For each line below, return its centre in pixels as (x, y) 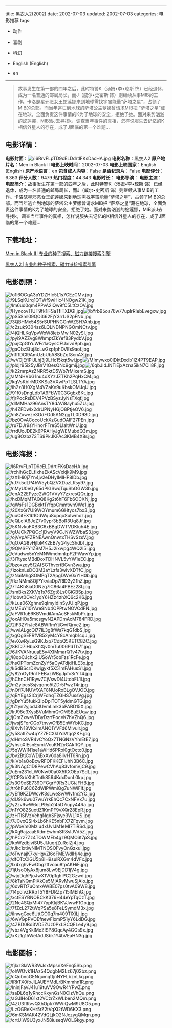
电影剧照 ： (22, 282)
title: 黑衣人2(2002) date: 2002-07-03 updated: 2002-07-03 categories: (81, 14)
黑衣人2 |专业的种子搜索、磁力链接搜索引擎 (51, 264)
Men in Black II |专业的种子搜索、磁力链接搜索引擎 (58, 253)
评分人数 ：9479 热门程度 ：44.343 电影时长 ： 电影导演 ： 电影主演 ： (90, 177)
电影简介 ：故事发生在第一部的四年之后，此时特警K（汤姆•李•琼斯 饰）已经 (84, 184)
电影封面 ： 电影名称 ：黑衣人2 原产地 (85, 158)
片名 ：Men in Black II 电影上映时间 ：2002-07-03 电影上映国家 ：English (81, 164)
